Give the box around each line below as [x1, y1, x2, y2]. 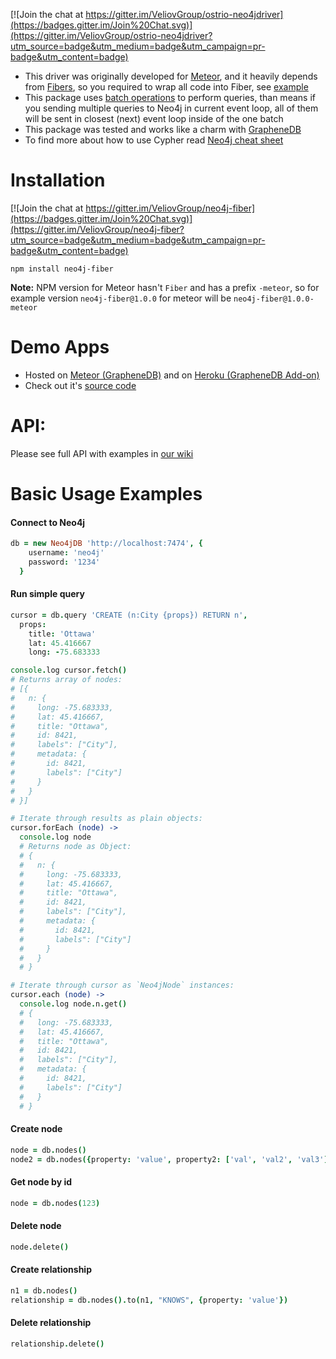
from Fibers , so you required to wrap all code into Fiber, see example [24, 81, 309, 93]
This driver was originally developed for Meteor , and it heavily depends [24, 70, 318, 82]
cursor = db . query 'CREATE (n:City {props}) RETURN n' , [10, 610, 248, 620]
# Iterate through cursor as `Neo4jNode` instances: [10, 980, 235, 991]
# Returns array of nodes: [10, 675, 123, 685]
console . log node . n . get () [19, 999, 128, 1009]
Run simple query [10, 588, 85, 600]
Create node [10, 1123, 63, 1135]
